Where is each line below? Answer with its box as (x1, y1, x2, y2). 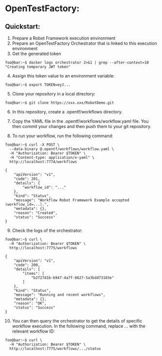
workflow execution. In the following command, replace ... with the (12, 323, 145, 329)
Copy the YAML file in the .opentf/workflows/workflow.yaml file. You (12, 118, 149, 124)
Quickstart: (5, 22, 40, 31)
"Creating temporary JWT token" (5, 64, 71, 69)
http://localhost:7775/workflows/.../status (9, 346, 101, 351)
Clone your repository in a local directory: (12, 91, 96, 96)
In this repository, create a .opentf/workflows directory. (12, 109, 123, 114)
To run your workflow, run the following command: (12, 133, 113, 139)
